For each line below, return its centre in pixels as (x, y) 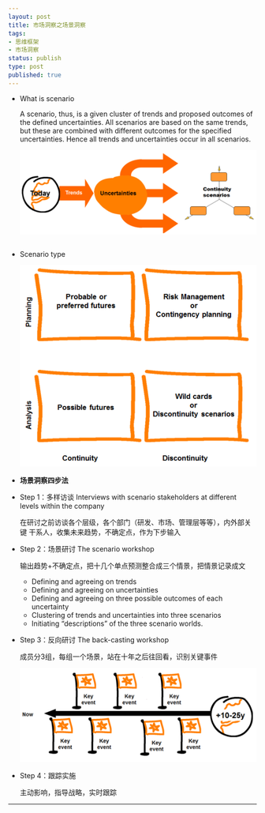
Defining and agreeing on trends (84, 582)
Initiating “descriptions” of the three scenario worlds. (117, 623)
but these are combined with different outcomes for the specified (125, 130)
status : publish (35, 58)
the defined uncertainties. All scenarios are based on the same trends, (134, 122)
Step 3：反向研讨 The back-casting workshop (94, 640)
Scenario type (42, 254)
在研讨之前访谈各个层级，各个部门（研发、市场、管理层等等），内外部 (132, 522)
